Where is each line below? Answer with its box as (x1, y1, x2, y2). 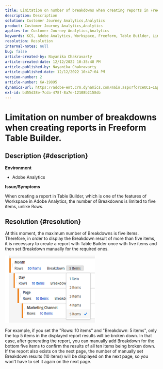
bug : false (5, 49, 27, 54)
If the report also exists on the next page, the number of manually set (5, 349, 143, 354)
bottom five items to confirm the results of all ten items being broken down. (5, 343, 155, 349)
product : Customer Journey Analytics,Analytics (5, 23, 103, 28)
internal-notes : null (5, 44, 49, 49)
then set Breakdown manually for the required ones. (5, 246, 109, 252)
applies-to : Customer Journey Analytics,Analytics (5, 28, 110, 34)
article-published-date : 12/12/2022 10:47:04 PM (5, 70, 105, 75)
